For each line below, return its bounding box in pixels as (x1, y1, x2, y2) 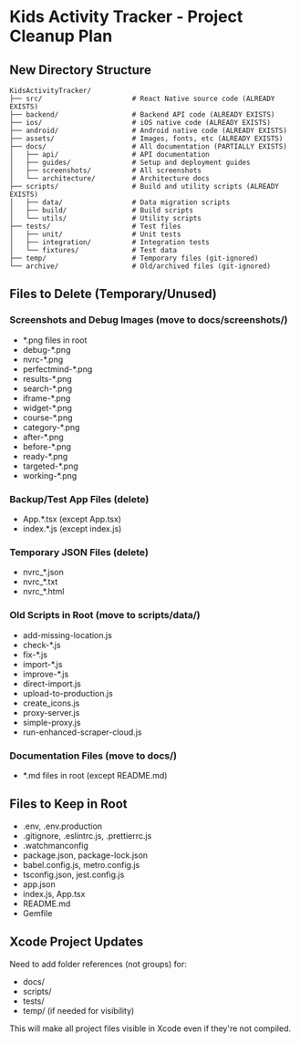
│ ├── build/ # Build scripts (9, 206, 194, 215)
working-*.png (22, 470, 78, 480)
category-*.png (22, 421, 80, 432)
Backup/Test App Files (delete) (9, 492, 150, 505)
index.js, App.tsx (22, 888, 86, 899)
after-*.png (22, 431, 64, 442)
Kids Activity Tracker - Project (9, 6, 243, 27)
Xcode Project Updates (9, 935, 144, 950)
